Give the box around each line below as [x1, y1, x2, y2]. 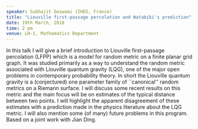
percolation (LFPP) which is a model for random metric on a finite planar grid [6, 53, 193, 60]
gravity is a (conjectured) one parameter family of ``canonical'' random [6, 78, 179, 86]
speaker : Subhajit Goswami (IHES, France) [6, 8, 112, 15]
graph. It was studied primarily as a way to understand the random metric [6, 60, 185, 67]
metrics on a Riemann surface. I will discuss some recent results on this [6, 85, 181, 92]
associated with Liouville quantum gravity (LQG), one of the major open [6, 66, 180, 73]
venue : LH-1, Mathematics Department [6, 31, 99, 37]
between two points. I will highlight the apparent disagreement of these [6, 97, 180, 104]
